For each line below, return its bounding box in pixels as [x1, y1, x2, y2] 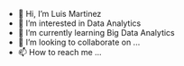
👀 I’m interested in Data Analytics [17, 18, 142, 29]
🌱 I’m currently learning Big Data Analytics [17, 28, 175, 37]
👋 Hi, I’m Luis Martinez [17, 9, 102, 19]
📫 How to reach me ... [17, 47, 102, 57]
